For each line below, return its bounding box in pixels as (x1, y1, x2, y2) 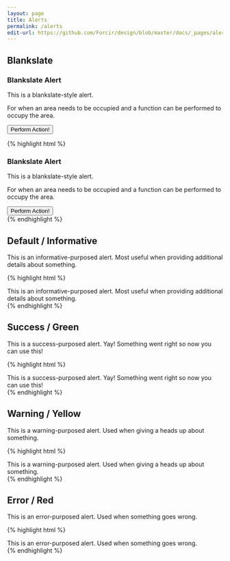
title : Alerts (7, 16, 48, 23)
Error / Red (7, 494, 54, 506)
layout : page (7, 10, 44, 17)
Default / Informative (7, 235, 98, 247)
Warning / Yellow (7, 408, 81, 420)
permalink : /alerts (7, 23, 63, 29)
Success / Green (7, 322, 79, 333)
